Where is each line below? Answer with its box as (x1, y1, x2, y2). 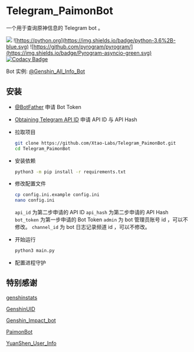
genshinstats (6, 294, 38, 301)
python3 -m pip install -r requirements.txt (14, 169, 126, 175)
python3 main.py (14, 248, 55, 254)
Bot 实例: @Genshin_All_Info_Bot (6, 68, 86, 75)
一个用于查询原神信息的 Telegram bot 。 (6, 24, 103, 31)
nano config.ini (14, 197, 55, 204)
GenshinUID (6, 305, 35, 313)
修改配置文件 (14, 180, 46, 187)
